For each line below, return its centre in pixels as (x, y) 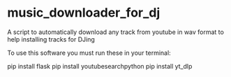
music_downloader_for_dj (84, 13)
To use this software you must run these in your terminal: (89, 53)
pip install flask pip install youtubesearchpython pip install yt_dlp (100, 66)
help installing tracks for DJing (51, 39)
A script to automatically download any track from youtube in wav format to (116, 32)
